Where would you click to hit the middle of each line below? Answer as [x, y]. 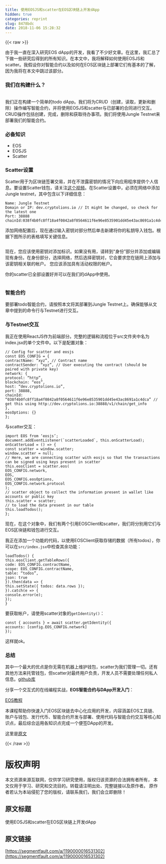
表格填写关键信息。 [50, 237]
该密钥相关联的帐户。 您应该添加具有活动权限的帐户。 [60, 264]
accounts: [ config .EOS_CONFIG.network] [46, 627]
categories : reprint [26, 19]
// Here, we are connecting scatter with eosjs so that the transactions [83, 457]
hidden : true [19, 14]
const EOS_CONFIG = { [27, 356]
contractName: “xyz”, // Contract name [46, 361]
